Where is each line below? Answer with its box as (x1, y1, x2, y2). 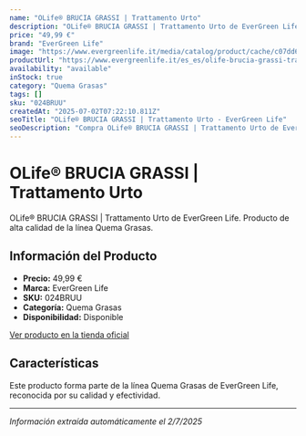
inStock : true (9, 73, 64, 82)
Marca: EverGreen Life (22, 282, 109, 293)
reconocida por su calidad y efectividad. (9, 389, 161, 400)
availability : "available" (9, 65, 112, 74)
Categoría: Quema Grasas (22, 302, 122, 313)
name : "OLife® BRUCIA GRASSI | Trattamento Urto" (9, 13, 202, 23)
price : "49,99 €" (9, 30, 76, 39)
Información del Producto (9, 248, 158, 265)
